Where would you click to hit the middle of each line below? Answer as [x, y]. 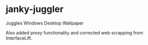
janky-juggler [35, 9]
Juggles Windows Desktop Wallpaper [45, 23]
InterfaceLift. [19, 38]
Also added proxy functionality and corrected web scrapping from [75, 32]
